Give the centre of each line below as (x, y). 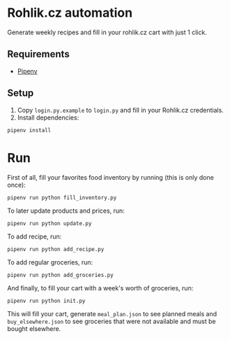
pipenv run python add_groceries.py (60, 275)
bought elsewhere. (34, 328)
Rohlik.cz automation (70, 13)
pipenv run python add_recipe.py (56, 249)
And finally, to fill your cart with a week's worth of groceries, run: (100, 288)
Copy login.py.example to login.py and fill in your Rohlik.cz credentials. (121, 110)
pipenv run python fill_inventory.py (62, 197)
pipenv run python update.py (49, 223)
